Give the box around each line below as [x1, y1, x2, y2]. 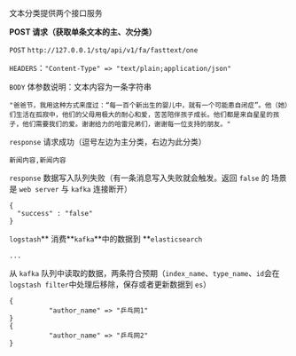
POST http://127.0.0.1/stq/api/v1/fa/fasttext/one [9, 46, 199, 55]
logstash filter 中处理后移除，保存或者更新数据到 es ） [9, 279, 211, 289]
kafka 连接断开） [70, 184, 133, 194]
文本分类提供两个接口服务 [9, 8, 103, 18]
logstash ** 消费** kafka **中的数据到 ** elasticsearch [9, 233, 203, 244]
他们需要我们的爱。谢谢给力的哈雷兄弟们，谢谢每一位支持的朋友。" [21, 120, 231, 129]
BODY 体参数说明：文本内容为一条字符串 [9, 82, 152, 91]
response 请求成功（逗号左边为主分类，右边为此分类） [9, 137, 206, 146]
